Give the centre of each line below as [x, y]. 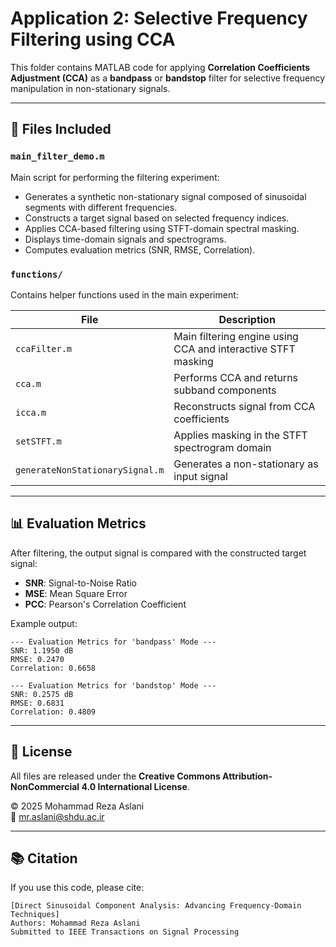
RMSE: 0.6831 [37, 703]
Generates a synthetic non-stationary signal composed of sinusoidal [165, 196]
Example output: [44, 623]
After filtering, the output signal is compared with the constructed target [158, 553]
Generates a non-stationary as [246, 464]
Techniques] [35, 915]
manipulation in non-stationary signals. [90, 88]
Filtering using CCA [93, 39]
